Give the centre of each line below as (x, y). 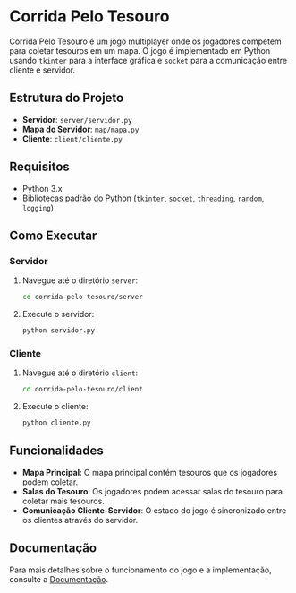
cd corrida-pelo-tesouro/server (82, 297)
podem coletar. (50, 482)
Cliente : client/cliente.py (72, 138)
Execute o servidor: (58, 314)
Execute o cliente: (55, 407)
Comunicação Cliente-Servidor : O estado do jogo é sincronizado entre (154, 510)
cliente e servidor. (42, 70)
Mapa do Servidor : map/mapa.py (80, 129)
